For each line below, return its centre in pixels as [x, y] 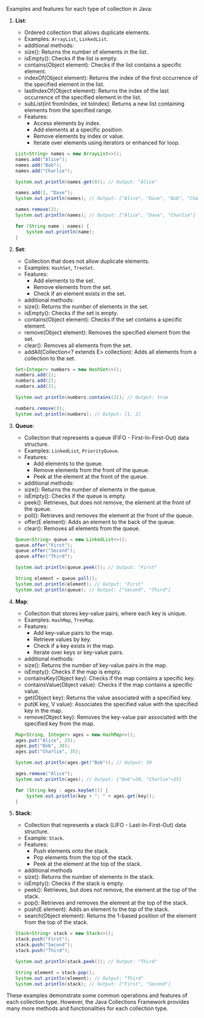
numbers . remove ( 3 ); [40, 408]
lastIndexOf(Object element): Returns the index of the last [97, 91]
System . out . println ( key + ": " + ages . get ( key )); [91, 796]
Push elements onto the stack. [71, 851]
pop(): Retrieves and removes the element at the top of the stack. [106, 903]
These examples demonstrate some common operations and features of [97, 995]
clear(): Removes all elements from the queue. [82, 528]
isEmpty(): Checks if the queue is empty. [75, 496]
